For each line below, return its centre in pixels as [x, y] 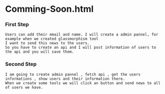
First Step [17, 25]
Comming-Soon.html [50, 9]
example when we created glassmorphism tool [52, 39]
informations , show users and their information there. [65, 79]
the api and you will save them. [40, 52]
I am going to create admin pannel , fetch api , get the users [73, 74]
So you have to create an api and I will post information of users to [81, 48]
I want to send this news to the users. [48, 43]
